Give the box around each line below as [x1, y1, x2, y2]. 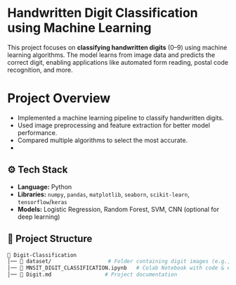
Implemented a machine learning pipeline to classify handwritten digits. [17, 113, 224, 122]
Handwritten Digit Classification [7, 5, 198, 21]
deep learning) [17, 213, 60, 221]
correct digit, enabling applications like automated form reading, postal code [7, 58, 228, 66]
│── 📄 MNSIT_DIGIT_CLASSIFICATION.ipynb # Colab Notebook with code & [7, 265, 225, 272]
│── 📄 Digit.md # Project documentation [7, 271, 178, 279]
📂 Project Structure [7, 233, 93, 245]
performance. [17, 128, 58, 137]
